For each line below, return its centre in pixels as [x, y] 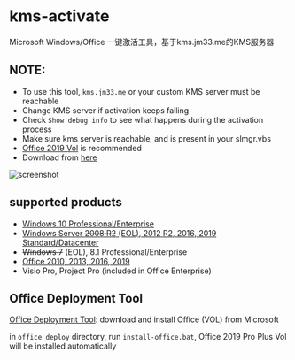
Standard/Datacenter [60, 242]
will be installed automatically [63, 346]
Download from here [59, 157]
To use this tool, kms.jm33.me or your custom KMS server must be [141, 91]
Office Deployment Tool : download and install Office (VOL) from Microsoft [144, 319]
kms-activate [59, 16]
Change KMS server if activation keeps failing [105, 110]
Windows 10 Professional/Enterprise [88, 224]
